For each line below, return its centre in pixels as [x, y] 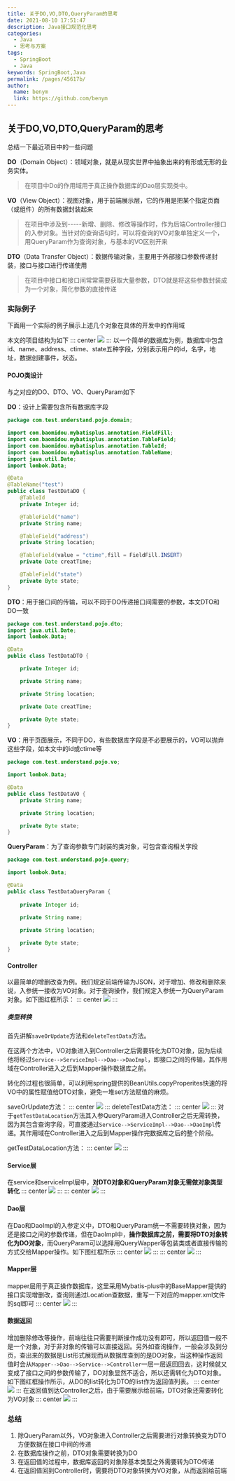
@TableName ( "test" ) [36, 485]
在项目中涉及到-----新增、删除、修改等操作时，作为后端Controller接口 [126, 224]
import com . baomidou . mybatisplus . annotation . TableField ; [92, 440]
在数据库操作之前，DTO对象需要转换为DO [77, 1453]
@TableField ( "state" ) [51, 575]
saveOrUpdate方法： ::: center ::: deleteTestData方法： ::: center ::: [112, 1107]
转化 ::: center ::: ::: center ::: [57, 1191]
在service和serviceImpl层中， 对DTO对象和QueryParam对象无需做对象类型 [115, 1182]
